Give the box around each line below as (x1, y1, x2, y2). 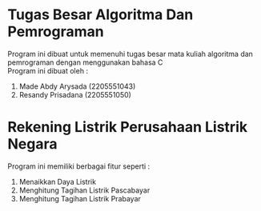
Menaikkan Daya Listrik (18, 177, 97, 186)
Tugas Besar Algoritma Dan (7, 6, 194, 24)
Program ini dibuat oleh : (7, 66, 89, 75)
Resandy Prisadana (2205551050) (18, 90, 131, 99)
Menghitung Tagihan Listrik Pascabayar (18, 185, 151, 195)
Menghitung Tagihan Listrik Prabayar (18, 193, 142, 203)
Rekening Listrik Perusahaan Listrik (7, 118, 248, 137)
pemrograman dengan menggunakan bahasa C (7, 58, 163, 67)
